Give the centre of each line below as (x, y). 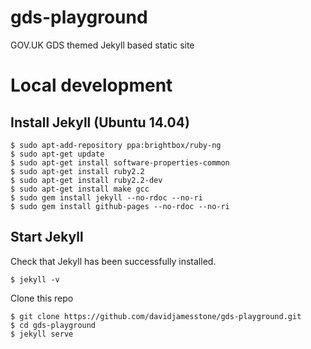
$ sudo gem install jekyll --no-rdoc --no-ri (106, 197)
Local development (91, 85)
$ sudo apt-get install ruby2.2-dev (86, 180)
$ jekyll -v (35, 279)
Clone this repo (42, 298)
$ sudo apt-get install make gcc (80, 189)
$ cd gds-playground (53, 325)
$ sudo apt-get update (57, 154)
